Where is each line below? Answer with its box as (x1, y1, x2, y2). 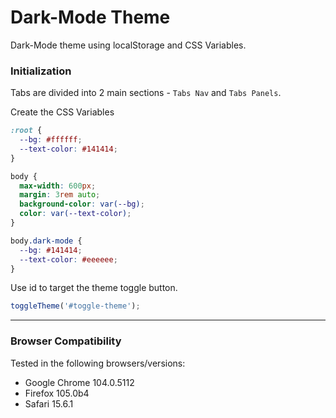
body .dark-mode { (10, 236, 83, 246)
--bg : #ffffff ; (19, 135, 83, 145)
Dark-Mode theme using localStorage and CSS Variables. (10, 39, 247, 51)
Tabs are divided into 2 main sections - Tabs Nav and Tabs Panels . (10, 87, 282, 99)
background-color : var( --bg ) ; (19, 199, 145, 210)
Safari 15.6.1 (24, 397, 74, 410)
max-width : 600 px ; (19, 181, 97, 191)
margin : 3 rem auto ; (19, 190, 101, 200)
